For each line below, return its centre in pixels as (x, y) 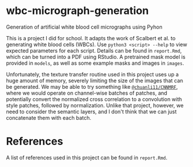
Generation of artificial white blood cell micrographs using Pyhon (84, 27)
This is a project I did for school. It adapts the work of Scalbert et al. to (91, 38)
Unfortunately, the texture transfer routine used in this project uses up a (92, 74)
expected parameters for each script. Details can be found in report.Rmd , (94, 50)
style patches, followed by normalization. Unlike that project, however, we (95, 105)
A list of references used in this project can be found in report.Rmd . (87, 157)
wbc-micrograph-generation (77, 11)
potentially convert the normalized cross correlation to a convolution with (94, 99)
